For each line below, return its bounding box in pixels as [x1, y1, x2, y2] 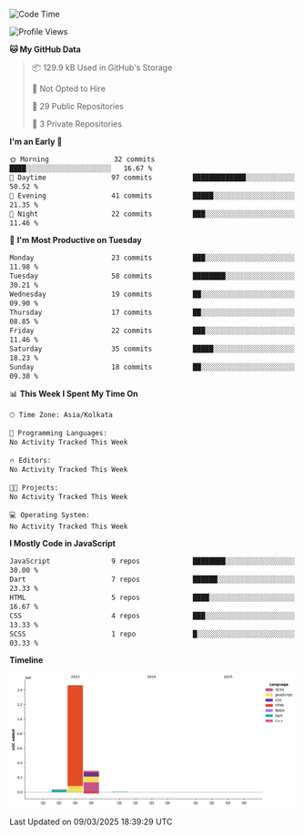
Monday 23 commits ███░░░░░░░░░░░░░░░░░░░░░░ [9, 253, 296, 262]
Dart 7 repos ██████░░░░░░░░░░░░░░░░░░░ [9, 575, 296, 584]
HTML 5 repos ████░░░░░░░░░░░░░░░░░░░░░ [9, 593, 296, 602]
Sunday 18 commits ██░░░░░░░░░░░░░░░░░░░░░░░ [9, 362, 296, 372]
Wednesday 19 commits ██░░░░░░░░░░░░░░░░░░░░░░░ [9, 290, 296, 299]
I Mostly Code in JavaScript [9, 538, 117, 548]
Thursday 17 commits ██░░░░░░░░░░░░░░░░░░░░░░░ [9, 308, 296, 317]
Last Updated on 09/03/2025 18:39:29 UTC [9, 816, 173, 827]
